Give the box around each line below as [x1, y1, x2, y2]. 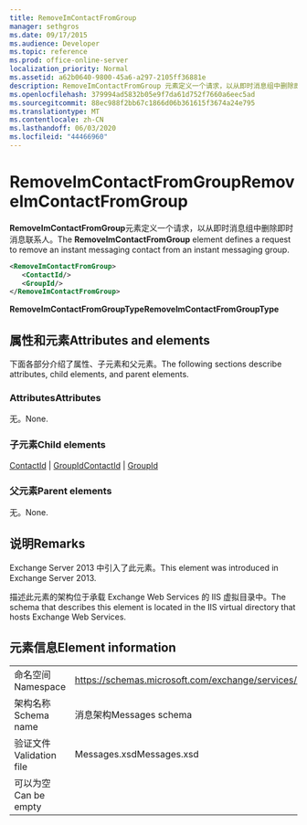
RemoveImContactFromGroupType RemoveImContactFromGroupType [9, 303, 280, 315]
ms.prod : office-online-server [9, 56, 129, 65]
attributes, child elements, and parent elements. [9, 369, 189, 380]
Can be [14, 788, 46, 801]
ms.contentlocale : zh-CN [9, 115, 104, 124]
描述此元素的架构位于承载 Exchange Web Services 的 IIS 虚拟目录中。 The [9, 591, 286, 602]
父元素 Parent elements [9, 484, 112, 497]
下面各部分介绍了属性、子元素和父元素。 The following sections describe [9, 358, 282, 370]
